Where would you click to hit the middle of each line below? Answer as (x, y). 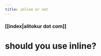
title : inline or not (27, 9)
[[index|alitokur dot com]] (36, 26)
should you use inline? (51, 46)
